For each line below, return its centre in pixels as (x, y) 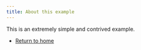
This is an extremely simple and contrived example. (70, 29)
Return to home (35, 40)
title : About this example (40, 12)
